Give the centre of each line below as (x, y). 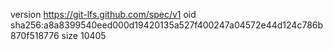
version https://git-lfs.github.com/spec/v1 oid (103, 14)
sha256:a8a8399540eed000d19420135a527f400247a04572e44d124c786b (167, 25)
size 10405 (84, 35)
